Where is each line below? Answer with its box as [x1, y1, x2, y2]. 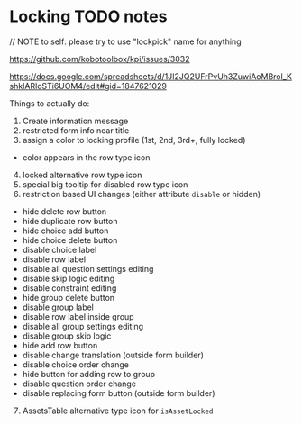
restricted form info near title [22, 124, 130, 136]
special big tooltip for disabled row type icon [22, 178, 188, 190]
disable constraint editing [22, 282, 117, 294]
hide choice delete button [22, 234, 118, 245]
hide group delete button [22, 292, 115, 303]
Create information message [22, 115, 129, 126]
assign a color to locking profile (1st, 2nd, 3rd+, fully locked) [22, 134, 246, 145]
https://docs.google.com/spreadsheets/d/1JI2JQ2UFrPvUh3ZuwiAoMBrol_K [9, 70, 293, 82]
